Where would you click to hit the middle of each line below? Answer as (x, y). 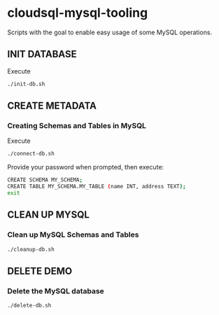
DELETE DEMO (40, 271)
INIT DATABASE (42, 54)
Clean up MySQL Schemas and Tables (73, 234)
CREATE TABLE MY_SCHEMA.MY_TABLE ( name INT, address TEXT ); (97, 187)
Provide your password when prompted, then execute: (86, 167)
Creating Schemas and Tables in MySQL (77, 125)
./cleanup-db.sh (31, 249)
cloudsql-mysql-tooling (78, 13)
